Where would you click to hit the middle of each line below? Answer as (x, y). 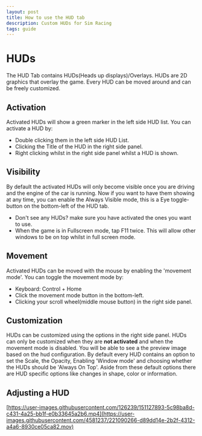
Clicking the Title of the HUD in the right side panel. (79, 147)
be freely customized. (33, 88)
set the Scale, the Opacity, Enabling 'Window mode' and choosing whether (99, 361)
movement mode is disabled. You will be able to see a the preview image (96, 348)
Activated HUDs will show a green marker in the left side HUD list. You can (99, 122)
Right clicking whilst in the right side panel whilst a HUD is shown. (97, 153)
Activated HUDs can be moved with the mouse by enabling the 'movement (99, 271)
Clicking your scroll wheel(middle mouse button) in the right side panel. (104, 302)
